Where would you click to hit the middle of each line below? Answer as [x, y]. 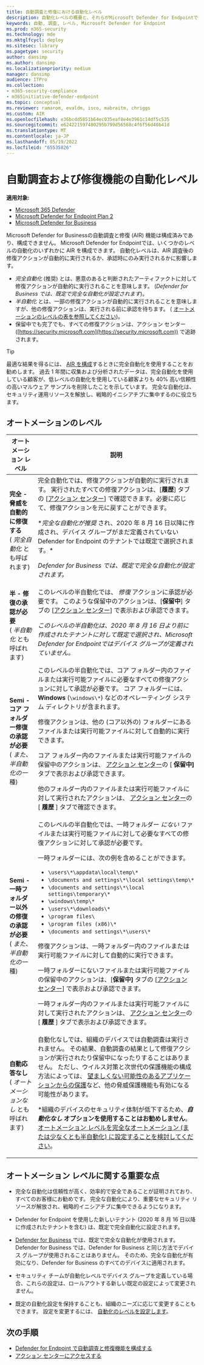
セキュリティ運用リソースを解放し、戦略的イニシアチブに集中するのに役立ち [102, 394]
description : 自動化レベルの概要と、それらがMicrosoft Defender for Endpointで [102, 18]
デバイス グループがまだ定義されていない [121, 532]
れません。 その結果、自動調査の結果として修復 [105, 1049]
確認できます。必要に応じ [150, 499]
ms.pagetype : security [35, 52]
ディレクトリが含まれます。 [84, 707]
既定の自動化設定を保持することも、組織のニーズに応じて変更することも [105, 1304]
